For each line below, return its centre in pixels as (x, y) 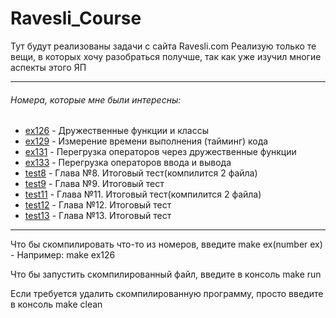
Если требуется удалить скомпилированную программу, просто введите (167, 294)
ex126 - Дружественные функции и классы (116, 131)
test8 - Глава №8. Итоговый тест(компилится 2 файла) (141, 173)
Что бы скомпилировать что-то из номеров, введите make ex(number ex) (166, 244)
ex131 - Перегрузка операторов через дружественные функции (160, 152)
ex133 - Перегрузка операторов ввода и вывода (128, 163)
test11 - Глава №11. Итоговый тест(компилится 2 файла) (143, 194)
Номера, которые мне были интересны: (96, 99)
